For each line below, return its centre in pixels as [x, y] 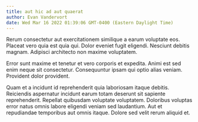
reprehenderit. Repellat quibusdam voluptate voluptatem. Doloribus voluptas [99, 100]
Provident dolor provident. [38, 76]
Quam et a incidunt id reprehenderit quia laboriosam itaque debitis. [88, 88]
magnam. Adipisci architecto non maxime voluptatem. [72, 52]
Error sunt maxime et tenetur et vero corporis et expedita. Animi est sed [94, 63]
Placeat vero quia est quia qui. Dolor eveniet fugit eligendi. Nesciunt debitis [98, 46]
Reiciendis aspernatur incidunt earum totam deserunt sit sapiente [86, 94]
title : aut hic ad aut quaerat [45, 12]
